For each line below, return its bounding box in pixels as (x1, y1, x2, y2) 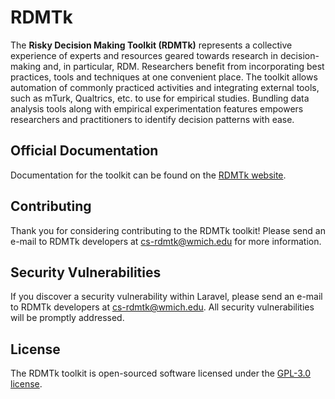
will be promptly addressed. (10, 312, 125, 324)
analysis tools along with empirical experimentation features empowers (10, 102, 304, 115)
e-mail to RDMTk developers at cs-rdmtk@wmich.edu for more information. (10, 235, 322, 247)
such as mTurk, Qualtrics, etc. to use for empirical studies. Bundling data (10, 92, 310, 104)
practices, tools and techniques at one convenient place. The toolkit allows (10, 71, 318, 83)
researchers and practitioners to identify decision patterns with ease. (10, 113, 295, 125)
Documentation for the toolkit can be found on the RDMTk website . (10, 169, 287, 181)
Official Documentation (10, 142, 159, 160)
